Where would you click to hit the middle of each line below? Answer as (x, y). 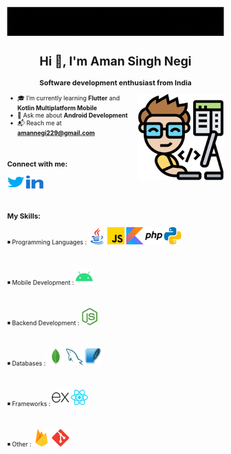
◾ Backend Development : (43, 323)
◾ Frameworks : (29, 404)
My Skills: (24, 216)
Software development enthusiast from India (115, 83)
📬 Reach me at (39, 123)
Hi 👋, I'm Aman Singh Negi (115, 62)
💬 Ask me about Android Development (73, 116)
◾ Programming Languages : (47, 242)
